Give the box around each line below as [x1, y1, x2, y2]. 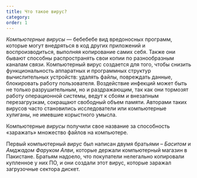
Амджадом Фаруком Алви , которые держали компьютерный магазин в [6, 147, 188, 154]
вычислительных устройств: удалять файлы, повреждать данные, [6, 73, 173, 80]
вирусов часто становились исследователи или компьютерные [6, 105, 167, 112]
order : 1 [6, 20, 28, 25]
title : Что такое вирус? [6, 8, 67, 15]
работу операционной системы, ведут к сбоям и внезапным [6, 92, 159, 99]
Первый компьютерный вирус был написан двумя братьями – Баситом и [6, 140, 191, 148]
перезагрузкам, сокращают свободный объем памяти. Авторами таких [6, 99, 187, 106]
